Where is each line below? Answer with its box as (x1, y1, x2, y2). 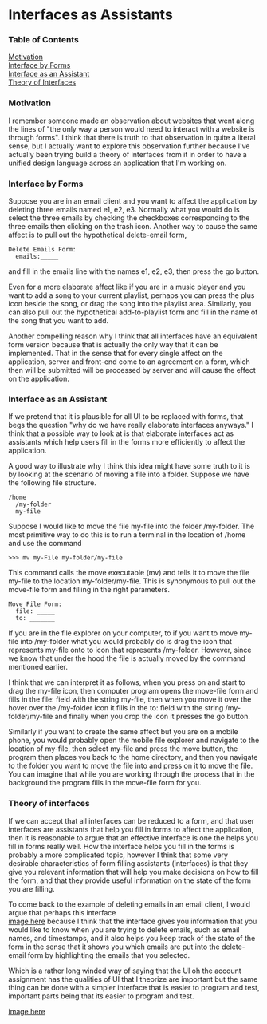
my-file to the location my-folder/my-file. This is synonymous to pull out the (8, 576, 257, 586)
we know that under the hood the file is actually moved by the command (8, 654, 245, 663)
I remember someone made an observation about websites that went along (8, 116, 255, 125)
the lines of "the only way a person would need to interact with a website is (8, 124, 255, 133)
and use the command (8, 539, 82, 548)
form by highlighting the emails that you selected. (27, 950, 190, 959)
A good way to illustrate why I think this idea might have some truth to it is (8, 461, 251, 471)
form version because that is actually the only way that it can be (8, 340, 218, 350)
